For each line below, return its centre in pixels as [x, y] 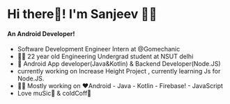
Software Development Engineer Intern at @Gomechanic [99, 49]
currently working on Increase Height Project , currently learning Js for [119, 71]
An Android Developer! [41, 33]
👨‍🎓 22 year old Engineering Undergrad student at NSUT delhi [105, 57]
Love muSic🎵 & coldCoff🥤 [54, 94]
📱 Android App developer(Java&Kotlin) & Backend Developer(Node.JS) [119, 64]
